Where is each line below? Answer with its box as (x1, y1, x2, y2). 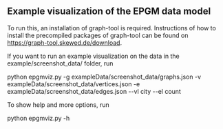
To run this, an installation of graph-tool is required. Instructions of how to (7, 23, 217, 32)
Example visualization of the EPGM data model (7, 6, 211, 17)
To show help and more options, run (7, 100, 110, 109)
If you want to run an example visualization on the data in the (7, 52, 180, 60)
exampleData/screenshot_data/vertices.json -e (7, 79, 140, 88)
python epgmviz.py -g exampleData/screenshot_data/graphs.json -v (7, 72, 202, 81)
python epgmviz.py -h (7, 114, 70, 122)
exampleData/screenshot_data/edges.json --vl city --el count (7, 87, 181, 95)
